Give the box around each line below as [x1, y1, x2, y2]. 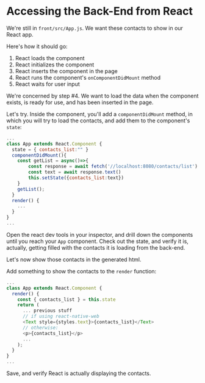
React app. [6, 30, 34, 38]
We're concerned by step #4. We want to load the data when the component [6, 92, 199, 99]
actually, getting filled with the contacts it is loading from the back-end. [6, 244, 185, 251]
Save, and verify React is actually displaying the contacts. [6, 370, 151, 377]
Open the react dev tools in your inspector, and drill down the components [6, 231, 193, 238]
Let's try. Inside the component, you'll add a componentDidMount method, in [6, 110, 193, 118]
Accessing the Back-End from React [6, 4, 193, 18]
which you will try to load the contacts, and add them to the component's [6, 117, 190, 124]
